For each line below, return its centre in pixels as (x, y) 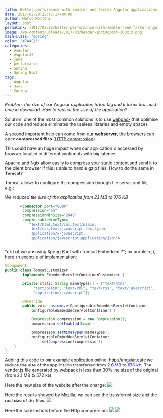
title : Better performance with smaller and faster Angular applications (81, 9)
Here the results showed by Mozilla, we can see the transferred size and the (81, 395)
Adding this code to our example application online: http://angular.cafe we (79, 360)
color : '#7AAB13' (23, 41)
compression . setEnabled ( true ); (63, 324)
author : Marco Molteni (28, 18)
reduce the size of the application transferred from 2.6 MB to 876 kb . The (78, 365)
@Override (32, 301)
